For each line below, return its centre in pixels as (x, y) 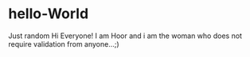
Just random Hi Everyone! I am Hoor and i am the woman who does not (125, 36)
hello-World (49, 14)
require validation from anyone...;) (64, 44)
